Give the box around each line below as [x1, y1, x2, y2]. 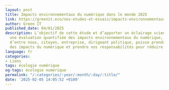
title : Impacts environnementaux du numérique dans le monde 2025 [5, 12, 147, 17]
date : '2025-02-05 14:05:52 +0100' [5, 77, 80, 82]
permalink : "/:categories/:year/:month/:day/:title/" [5, 72, 121, 77]
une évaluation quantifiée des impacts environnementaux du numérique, [10, 35, 163, 40]
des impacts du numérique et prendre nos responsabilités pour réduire [10, 44, 163, 49]
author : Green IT [5, 21, 42, 26]
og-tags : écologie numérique [5, 68, 66, 73]
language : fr [5, 49, 33, 54]
